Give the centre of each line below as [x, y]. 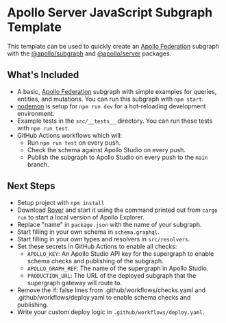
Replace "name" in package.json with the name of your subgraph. [109, 224]
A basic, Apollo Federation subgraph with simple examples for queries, [117, 91]
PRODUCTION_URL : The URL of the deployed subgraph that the [112, 275]
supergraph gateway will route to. [74, 283]
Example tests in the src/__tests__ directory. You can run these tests [115, 121]
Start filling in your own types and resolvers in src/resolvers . [103, 239]
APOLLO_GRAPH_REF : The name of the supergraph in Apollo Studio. [118, 268]
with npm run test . [43, 128]
